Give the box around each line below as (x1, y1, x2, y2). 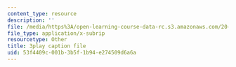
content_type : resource (7, 10, 77, 17)
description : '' (7, 17, 55, 24)
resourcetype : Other (7, 36, 68, 43)
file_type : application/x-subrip (7, 29, 105, 37)
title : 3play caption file (7, 43, 86, 50)
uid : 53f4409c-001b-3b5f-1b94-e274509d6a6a (7, 50, 137, 57)
